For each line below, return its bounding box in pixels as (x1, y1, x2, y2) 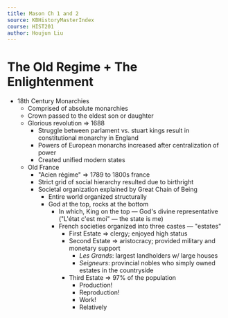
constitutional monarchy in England (37, 134, 139, 142)
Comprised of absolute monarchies (27, 105, 128, 113)
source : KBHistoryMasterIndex (7, 17, 95, 24)
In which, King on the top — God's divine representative (58, 207, 218, 215)
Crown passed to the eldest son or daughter (27, 112, 154, 120)
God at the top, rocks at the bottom (48, 200, 149, 209)
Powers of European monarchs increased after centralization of (37, 141, 220, 150)
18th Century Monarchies (17, 97, 90, 105)
